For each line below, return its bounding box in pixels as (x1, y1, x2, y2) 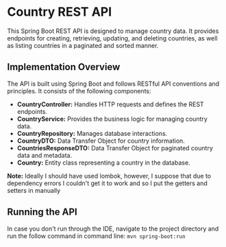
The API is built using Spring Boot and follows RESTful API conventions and (7, 80, 220, 88)
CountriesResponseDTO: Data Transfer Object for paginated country (16, 143, 214, 152)
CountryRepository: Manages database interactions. (16, 129, 168, 137)
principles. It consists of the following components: (7, 86, 151, 95)
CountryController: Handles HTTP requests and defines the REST (16, 100, 204, 108)
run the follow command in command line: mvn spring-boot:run (7, 231, 186, 240)
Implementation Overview (7, 61, 121, 73)
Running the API (7, 207, 77, 218)
